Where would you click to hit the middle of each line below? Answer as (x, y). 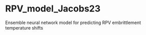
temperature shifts (24, 27)
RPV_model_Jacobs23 (53, 9)
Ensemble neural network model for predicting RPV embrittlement (73, 22)
